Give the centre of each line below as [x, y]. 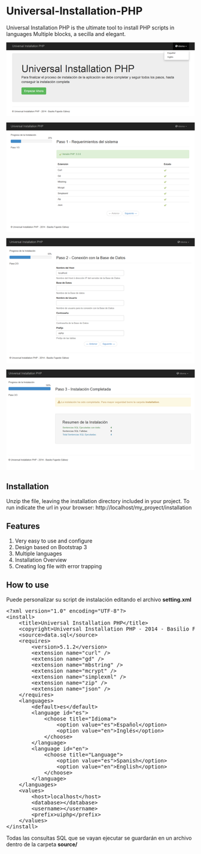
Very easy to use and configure [54, 541]
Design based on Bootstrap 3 [51, 547]
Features [23, 526]
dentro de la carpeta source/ [42, 844]
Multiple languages [38, 553]
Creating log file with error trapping [58, 566]
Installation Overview [41, 560]
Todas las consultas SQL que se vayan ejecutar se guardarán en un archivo [99, 838]
